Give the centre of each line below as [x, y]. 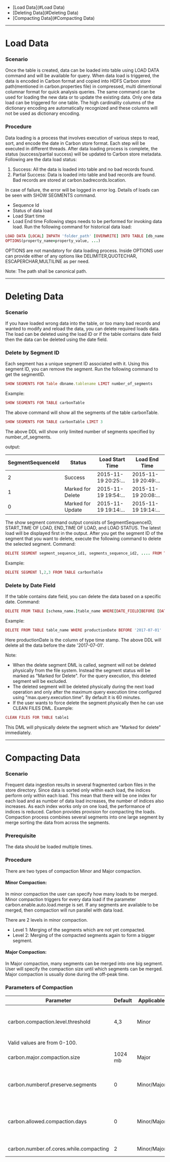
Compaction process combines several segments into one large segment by [85, 817]
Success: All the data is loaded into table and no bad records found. [83, 169]
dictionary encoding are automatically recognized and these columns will [81, 108]
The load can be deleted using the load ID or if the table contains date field [83, 334]
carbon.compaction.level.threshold [49, 1022]
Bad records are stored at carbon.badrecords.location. [69, 180]
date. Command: [23, 602]
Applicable [152, 1000]
